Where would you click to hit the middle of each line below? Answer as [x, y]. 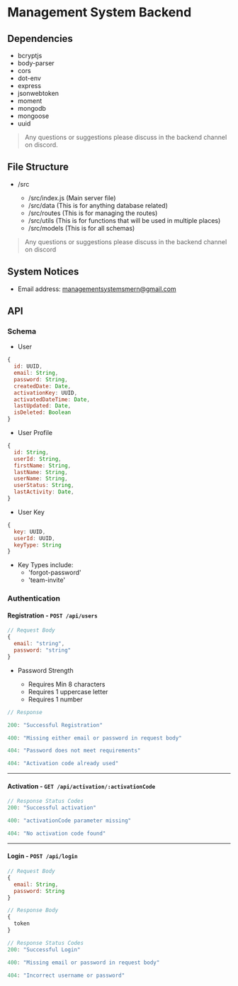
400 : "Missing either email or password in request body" [95, 738]
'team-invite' [47, 580]
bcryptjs [30, 55]
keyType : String [38, 545]
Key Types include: [45, 565]
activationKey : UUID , [46, 393]
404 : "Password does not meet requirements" [74, 751]
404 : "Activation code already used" [63, 764]
